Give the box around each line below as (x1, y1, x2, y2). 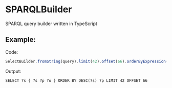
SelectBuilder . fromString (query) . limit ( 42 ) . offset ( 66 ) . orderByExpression (5, 59, 166, 64)
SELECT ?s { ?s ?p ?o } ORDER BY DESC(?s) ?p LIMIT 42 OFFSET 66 (5, 78, 147, 83)
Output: (5, 68, 21, 74)
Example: (5, 35, 36, 44)
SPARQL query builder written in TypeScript (5, 20, 97, 27)
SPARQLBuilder (5, 4, 72, 15)
